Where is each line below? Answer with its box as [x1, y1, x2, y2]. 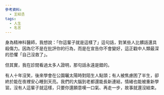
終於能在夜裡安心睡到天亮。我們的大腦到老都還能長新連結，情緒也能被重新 [5, 79, 155, 85]
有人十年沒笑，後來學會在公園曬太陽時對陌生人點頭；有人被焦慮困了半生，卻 [5, 72, 159, 78]
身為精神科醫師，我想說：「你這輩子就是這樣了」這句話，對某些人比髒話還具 [5, 40, 157, 46]
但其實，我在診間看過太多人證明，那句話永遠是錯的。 [5, 62, 112, 68]
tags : [5, 16, 16, 21]
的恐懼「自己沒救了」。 [5, 52, 50, 58]
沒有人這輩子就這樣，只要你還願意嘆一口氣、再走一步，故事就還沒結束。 [13, 85, 159, 91]
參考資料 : [5, 7, 22, 12]
